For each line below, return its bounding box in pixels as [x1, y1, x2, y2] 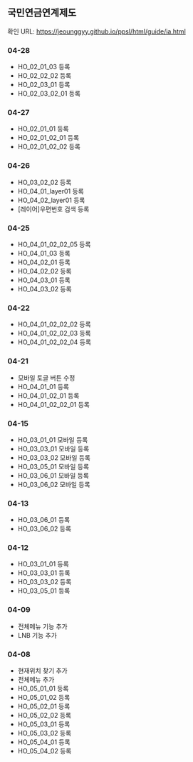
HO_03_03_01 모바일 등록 [17, 444, 90, 453]
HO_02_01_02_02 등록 [17, 142, 80, 151]
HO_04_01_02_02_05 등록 [17, 240, 91, 249]
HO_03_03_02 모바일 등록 [17, 453, 91, 462]
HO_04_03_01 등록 [17, 276, 71, 284]
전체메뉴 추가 [17, 676, 55, 684]
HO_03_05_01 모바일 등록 [17, 462, 90, 471]
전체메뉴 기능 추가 [17, 622, 68, 631]
